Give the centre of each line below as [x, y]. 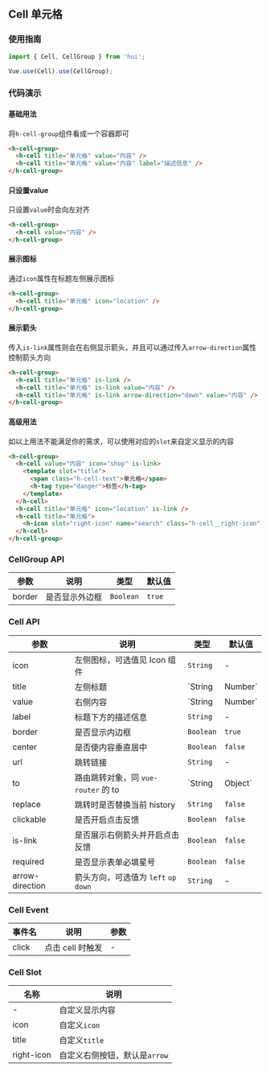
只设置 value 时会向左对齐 [49, 210]
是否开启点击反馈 [107, 819]
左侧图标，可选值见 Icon [121, 660]
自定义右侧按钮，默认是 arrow [114, 1055]
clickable [29, 819]
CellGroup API [37, 559]
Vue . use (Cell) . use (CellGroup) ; [61, 71]
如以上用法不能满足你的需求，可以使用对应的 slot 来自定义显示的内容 [121, 441]
